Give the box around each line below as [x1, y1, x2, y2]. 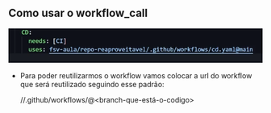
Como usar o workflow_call [8, 6, 148, 20]
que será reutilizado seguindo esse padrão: [19, 80, 165, 90]
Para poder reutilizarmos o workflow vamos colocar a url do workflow [19, 71, 252, 81]
